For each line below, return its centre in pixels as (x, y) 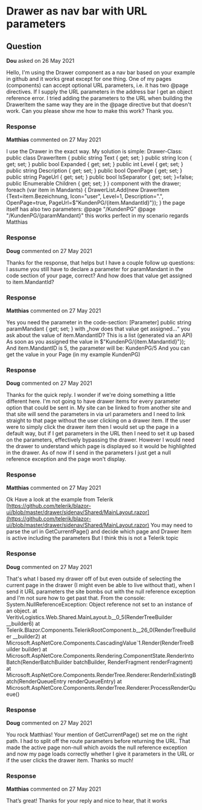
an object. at (22, 611)
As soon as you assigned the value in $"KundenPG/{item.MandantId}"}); (96, 341)
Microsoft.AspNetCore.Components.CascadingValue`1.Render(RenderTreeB (100, 643)
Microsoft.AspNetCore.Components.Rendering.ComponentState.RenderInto (100, 655)
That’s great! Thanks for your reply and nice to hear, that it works (87, 801)
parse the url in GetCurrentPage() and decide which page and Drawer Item (99, 532)
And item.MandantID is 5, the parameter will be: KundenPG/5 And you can (98, 348)
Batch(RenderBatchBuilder (39, 662)
